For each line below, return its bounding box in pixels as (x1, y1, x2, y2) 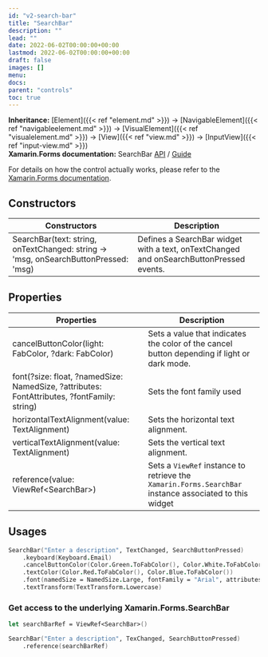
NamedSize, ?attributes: (12, 380, 102, 392)
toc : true (8, 94, 41, 102)
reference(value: (12, 473, 74, 484)
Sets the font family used (148, 385, 242, 396)
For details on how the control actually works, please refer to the (8, 165, 221, 174)
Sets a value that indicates (148, 328, 247, 339)
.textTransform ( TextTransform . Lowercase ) (22, 583, 162, 591)
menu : (8, 71, 26, 79)
